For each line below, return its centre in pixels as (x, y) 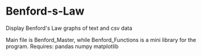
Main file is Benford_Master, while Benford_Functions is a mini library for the (101, 40)
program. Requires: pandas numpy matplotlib (62, 46)
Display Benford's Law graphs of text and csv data (69, 28)
